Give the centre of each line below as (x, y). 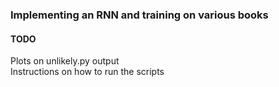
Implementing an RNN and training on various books (139, 15)
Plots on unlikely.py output (65, 61)
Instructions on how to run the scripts (87, 72)
